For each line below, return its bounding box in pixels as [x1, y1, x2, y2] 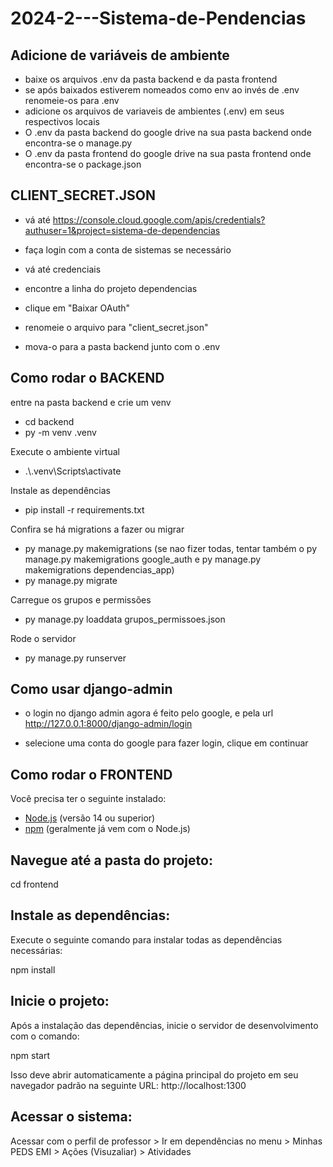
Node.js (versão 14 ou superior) [24, 812, 156, 824]
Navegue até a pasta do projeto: [10, 852, 213, 869]
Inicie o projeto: [10, 993, 110, 1010]
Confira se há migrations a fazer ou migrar [10, 523, 185, 535]
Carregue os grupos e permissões [10, 593, 152, 606]
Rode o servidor [10, 632, 77, 644]
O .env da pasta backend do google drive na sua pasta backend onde [24, 127, 312, 138]
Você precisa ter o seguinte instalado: [10, 793, 167, 805]
